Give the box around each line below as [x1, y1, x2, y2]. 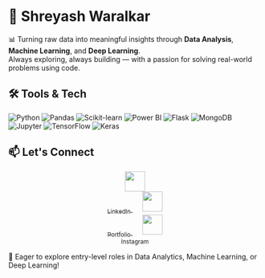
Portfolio [107, 231, 131, 239]
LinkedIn [107, 207, 131, 215]
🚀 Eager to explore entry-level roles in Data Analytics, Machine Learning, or [8, 252, 257, 262]
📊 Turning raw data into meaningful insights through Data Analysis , [8, 34, 234, 43]
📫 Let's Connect [8, 145, 95, 159]
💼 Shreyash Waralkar [8, 7, 151, 26]
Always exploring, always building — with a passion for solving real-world [8, 54, 253, 63]
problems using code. [8, 63, 80, 72]
